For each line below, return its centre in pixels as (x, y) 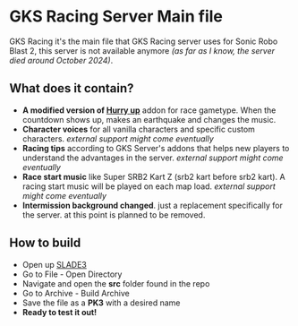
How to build (45, 243)
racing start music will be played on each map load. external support (149, 186)
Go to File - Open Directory (72, 274)
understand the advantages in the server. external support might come (153, 158)
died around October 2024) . (61, 60)
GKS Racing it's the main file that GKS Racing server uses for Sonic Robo (144, 41)
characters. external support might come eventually (118, 138)
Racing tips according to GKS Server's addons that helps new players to (156, 148)
